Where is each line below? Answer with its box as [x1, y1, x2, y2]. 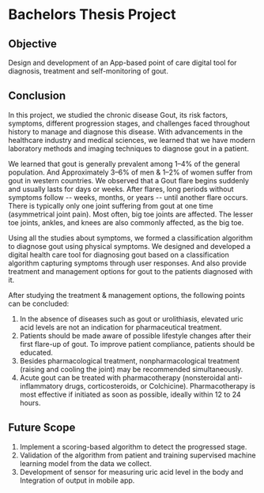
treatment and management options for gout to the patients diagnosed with [8, 266, 253, 276]
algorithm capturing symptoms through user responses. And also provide [8, 258, 247, 268]
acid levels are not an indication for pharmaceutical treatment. [19, 322, 222, 332]
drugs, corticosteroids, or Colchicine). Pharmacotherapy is [64, 381, 255, 390]
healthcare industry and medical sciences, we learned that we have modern [8, 135, 255, 145]
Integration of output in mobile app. [19, 476, 135, 485]
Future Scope [8, 421, 76, 435]
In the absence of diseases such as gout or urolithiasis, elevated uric [19, 314, 243, 323]
